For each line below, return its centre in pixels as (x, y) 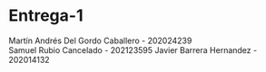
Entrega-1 (46, 16)
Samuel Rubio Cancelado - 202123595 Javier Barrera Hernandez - (133, 49)
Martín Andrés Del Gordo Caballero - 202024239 (100, 40)
